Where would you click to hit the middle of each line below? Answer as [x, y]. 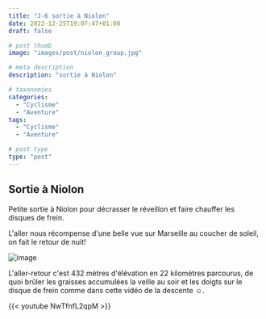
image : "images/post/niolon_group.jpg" [75, 53]
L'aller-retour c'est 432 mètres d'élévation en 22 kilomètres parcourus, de [131, 273]
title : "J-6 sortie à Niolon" [59, 16]
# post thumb [30, 45]
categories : [28, 97]
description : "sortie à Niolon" [62, 75]
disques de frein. [36, 217]
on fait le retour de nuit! [47, 241]
